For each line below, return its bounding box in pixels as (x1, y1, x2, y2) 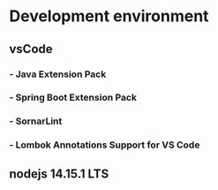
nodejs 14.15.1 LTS (9, 166, 109, 181)
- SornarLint (9, 115, 63, 127)
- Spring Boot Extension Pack (9, 91, 137, 103)
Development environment (9, 6, 209, 27)
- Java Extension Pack (9, 68, 107, 80)
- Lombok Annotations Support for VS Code (9, 139, 200, 151)
